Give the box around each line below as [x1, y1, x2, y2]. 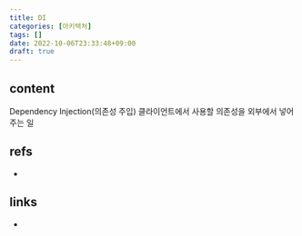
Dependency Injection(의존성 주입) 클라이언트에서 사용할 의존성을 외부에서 [9, 105, 277, 116]
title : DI [9, 13, 47, 23]
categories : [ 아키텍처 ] [9, 22, 93, 31]
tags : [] [9, 30, 43, 39]
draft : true [9, 47, 55, 56]
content [9, 81, 55, 96]
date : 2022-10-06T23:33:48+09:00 [9, 38, 136, 48]
